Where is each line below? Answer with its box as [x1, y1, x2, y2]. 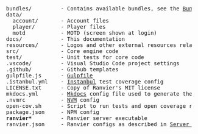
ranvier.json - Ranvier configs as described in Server [5, 121, 189, 127]
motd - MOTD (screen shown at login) [12, 30, 158, 36]
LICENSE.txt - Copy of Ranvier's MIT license [5, 85, 161, 91]
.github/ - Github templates [5, 66, 119, 72]
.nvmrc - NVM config [5, 97, 100, 103]
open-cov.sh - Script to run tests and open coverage [5, 103, 186, 109]
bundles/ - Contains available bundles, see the [5, 5, 180, 12]
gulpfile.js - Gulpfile [5, 72, 93, 79]
